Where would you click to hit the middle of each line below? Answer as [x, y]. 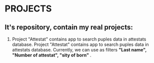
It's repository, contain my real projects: [69, 27]
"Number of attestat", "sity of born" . [52, 55]
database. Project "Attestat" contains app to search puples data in [80, 44]
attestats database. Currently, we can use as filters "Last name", [79, 50]
